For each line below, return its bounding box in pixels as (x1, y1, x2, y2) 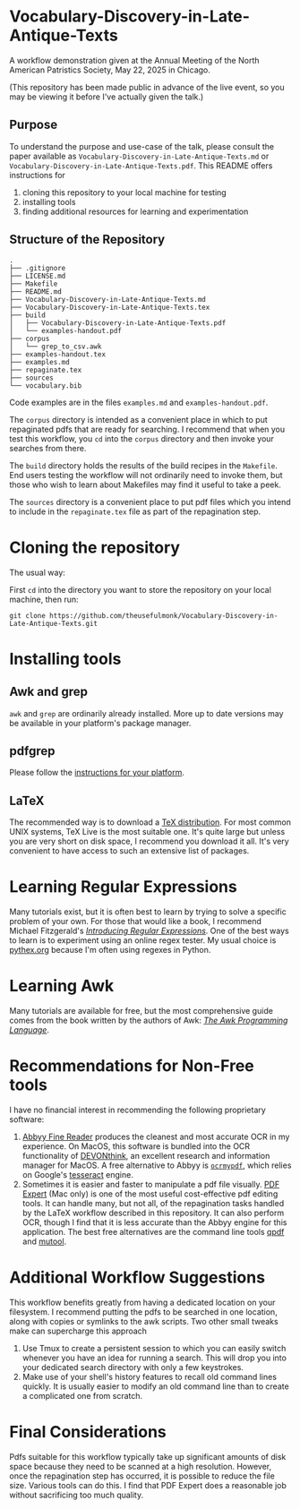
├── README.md (9, 287, 63, 296)
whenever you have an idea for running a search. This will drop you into (21, 1352, 287, 1363)
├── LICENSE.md (9, 271, 66, 280)
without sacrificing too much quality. (9, 1489, 144, 1500)
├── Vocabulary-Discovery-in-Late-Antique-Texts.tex (9, 303, 210, 312)
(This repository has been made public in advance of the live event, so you (9, 81, 285, 92)
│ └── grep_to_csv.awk (9, 342, 102, 351)
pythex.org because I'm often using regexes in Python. (9, 945, 211, 956)
